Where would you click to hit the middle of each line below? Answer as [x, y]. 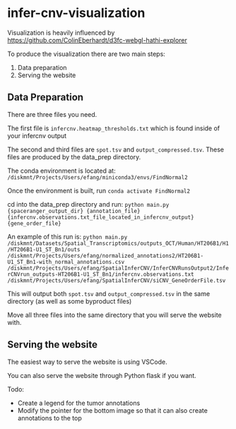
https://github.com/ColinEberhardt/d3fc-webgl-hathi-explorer [97, 40]
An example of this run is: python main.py [67, 236]
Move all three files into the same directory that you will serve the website [114, 315]
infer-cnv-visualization [76, 13]
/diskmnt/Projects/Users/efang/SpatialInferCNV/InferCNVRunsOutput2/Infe [118, 268]
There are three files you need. [52, 114]
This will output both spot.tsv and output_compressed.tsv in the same [109, 293]
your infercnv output [37, 135]
